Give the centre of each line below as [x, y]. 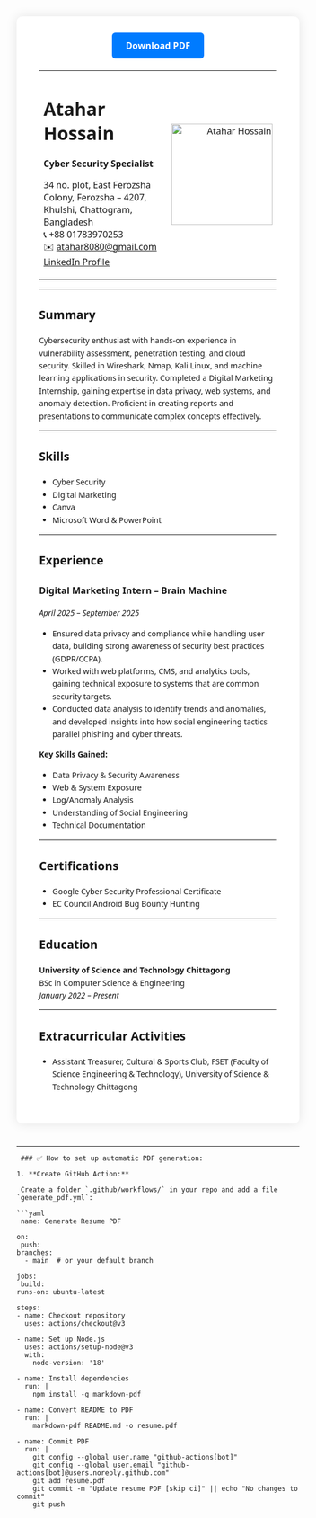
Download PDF [158, 45]
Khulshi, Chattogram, [88, 209]
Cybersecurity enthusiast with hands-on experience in [138, 341]
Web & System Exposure [97, 788]
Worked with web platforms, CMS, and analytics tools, [151, 671]
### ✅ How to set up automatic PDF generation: [112, 1158]
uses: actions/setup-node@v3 [79, 1347]
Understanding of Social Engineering [120, 812]
